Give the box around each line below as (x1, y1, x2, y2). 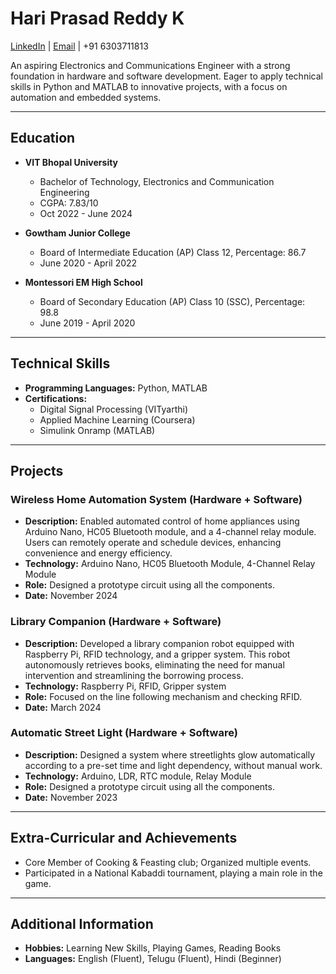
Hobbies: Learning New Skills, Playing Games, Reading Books (24, 942, 282, 954)
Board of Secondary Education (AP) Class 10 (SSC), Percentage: (39, 295, 306, 307)
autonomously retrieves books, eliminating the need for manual (24, 658, 285, 671)
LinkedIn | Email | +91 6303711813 (10, 40, 149, 52)
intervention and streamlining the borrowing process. (24, 669, 244, 681)
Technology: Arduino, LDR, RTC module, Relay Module (24, 770, 252, 782)
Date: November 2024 (24, 590, 118, 602)
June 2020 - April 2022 (39, 257, 138, 269)
